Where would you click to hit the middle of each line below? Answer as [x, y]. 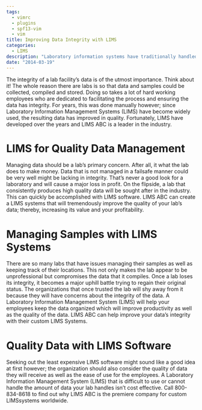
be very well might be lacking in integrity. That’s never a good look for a [95, 178]
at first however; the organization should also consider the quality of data [97, 368]
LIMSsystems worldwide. [37, 400]
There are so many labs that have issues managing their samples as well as [99, 264]
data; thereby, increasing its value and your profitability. [75, 210]
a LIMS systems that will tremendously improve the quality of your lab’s [94, 203]
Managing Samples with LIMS [82, 234]
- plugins [24, 23]
